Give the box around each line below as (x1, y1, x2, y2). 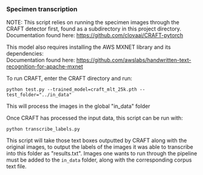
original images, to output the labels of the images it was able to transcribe (6, 143, 193, 151)
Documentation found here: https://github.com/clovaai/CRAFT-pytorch (6, 32, 184, 39)
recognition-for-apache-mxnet (6, 63, 83, 70)
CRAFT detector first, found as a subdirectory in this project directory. (6, 25, 182, 32)
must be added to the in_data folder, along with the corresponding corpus (6, 156, 192, 163)
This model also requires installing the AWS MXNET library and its (6, 43, 171, 51)
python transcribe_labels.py (6, 126, 80, 132)
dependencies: (6, 50, 44, 57)
